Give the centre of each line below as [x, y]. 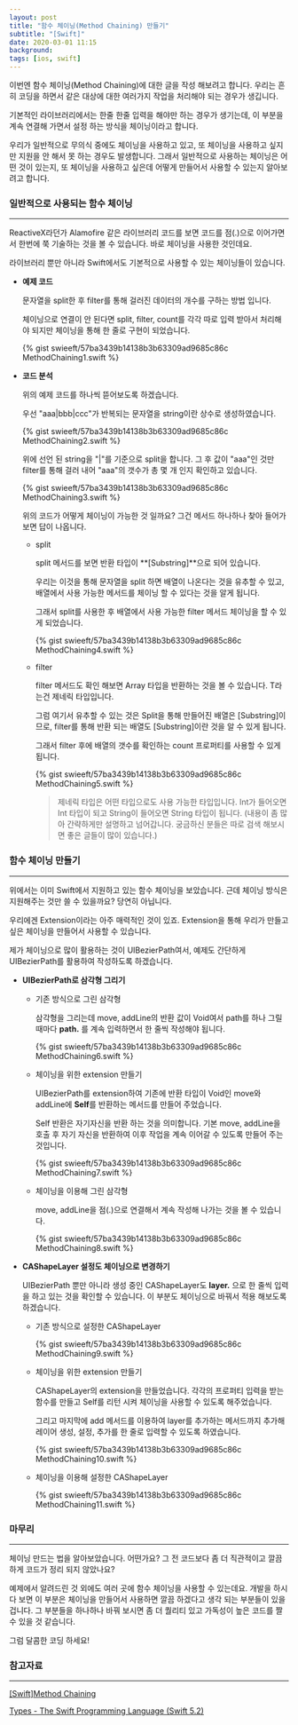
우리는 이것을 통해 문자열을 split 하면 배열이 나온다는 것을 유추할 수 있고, [160, 582]
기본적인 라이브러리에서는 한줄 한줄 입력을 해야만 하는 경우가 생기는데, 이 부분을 [146, 115]
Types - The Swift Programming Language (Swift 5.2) [106, 1711]
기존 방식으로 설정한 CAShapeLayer [98, 1326]
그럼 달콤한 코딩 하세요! [50, 1640]
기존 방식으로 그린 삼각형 [78, 999]
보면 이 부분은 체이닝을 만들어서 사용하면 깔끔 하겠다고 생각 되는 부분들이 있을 [152, 1599]
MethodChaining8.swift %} [85, 1247]
